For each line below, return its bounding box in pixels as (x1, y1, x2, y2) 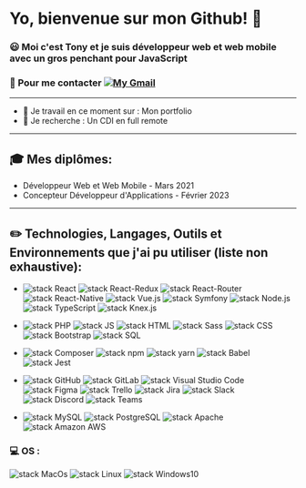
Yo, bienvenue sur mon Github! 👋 (9, 8, 262, 29)
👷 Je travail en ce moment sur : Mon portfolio (22, 106, 193, 117)
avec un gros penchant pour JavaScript (9, 52, 189, 65)
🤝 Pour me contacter (9, 76, 102, 89)
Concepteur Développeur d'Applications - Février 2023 (22, 190, 229, 201)
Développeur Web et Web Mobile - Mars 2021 (22, 180, 194, 191)
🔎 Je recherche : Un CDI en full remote (22, 116, 168, 127)
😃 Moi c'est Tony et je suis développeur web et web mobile (9, 41, 277, 54)
